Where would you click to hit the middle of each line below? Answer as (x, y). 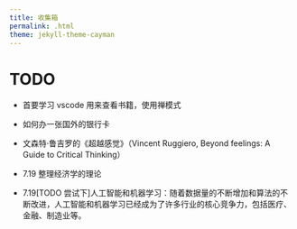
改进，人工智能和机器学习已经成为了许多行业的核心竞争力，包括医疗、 (161, 205)
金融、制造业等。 (54, 215)
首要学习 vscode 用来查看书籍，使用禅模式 (102, 105)
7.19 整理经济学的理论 (62, 174)
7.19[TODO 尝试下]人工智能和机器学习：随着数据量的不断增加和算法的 (151, 193)
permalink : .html (42, 26)
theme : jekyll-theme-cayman (62, 34)
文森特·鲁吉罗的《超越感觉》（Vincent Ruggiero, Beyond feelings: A (146, 143)
